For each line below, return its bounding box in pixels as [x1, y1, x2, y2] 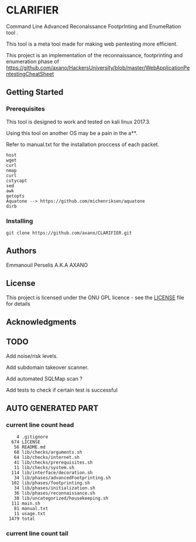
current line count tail [6, 530, 68, 538]
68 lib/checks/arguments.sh [13, 450, 82, 455]
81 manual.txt [13, 506, 49, 512]
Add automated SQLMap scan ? [6, 375, 83, 382]
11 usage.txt [13, 511, 46, 517]
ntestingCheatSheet [6, 70, 54, 77]
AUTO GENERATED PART [6, 403, 99, 413]
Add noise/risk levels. [6, 352, 59, 360]
